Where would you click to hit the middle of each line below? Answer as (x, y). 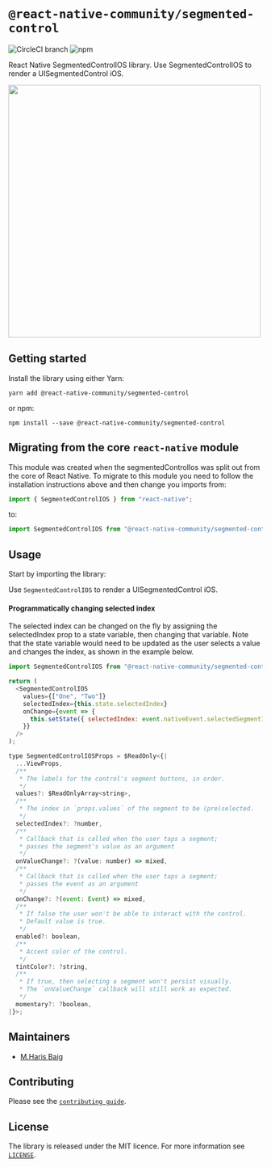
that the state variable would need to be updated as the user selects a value (134, 643)
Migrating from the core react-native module (124, 448)
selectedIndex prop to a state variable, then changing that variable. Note (128, 635)
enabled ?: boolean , (48, 937)
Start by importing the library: (57, 574)
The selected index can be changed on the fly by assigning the (113, 626)
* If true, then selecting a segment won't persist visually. (125, 982)
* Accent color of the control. (73, 951)
